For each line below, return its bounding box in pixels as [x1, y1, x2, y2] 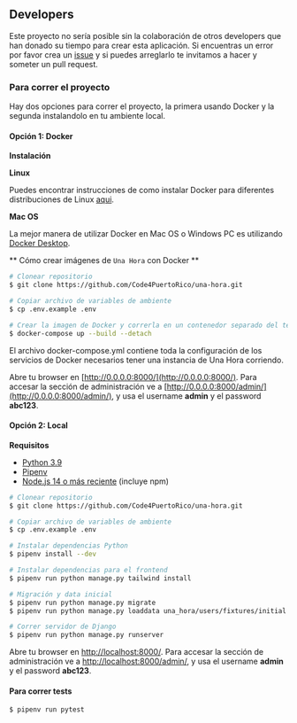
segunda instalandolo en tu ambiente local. [9, 111, 166, 121]
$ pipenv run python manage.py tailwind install [9, 573, 192, 583]
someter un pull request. [9, 58, 99, 69]
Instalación [9, 151, 51, 161]
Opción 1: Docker [9, 130, 73, 141]
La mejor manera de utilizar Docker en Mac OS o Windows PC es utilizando [9, 229, 283, 239]
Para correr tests [9, 686, 72, 696]
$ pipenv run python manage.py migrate [9, 598, 156, 607]
